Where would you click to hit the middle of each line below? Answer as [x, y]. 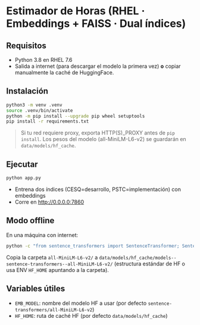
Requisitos [26, 46]
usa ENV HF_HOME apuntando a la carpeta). [57, 270]
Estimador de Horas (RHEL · [76, 11]
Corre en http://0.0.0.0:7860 [49, 202]
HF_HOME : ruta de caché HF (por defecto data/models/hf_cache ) [91, 315]
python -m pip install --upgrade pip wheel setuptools [76, 116]
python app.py [24, 178]
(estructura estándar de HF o [150, 264]
